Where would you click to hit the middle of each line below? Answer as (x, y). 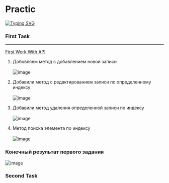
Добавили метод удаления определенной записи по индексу (78, 108)
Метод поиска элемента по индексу (51, 128)
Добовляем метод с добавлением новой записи (65, 62)
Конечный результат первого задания (55, 152)
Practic (21, 9)
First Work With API (25, 52)
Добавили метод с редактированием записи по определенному (82, 82)
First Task (18, 36)
